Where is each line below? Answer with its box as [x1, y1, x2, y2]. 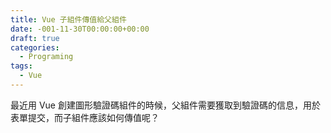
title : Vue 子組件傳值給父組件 [10, 14, 127, 25]
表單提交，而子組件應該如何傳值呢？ [10, 111, 160, 123]
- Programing [19, 52, 74, 62]
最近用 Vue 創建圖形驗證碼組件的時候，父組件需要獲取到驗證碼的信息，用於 [10, 99, 321, 111]
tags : [10, 61, 33, 71]
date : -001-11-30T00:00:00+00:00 [10, 24, 150, 34]
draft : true [10, 33, 60, 43]
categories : [10, 42, 60, 53]
